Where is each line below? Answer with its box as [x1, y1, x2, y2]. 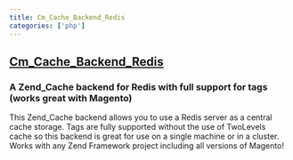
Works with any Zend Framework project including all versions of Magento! [9, 140, 285, 151]
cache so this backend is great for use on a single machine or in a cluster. [9, 131, 280, 142]
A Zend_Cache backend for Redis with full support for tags [9, 81, 268, 93]
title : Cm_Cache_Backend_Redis [9, 12, 126, 22]
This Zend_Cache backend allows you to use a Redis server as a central [9, 112, 273, 123]
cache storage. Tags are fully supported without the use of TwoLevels [9, 122, 266, 132]
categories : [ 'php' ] [9, 21, 86, 30]
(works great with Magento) [9, 92, 133, 104]
